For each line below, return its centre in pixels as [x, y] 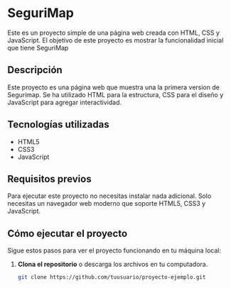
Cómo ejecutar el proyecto [68, 233]
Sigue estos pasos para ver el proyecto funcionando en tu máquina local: [114, 250]
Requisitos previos [49, 179]
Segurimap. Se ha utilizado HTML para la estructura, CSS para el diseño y [116, 94]
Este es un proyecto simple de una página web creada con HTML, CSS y [114, 33]
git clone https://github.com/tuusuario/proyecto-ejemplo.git [112, 277]
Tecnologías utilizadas [58, 124]
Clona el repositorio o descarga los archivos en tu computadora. [113, 265]
